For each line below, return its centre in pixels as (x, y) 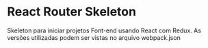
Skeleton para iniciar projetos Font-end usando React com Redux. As (104, 30)
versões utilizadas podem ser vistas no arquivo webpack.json (94, 37)
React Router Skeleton (72, 12)
